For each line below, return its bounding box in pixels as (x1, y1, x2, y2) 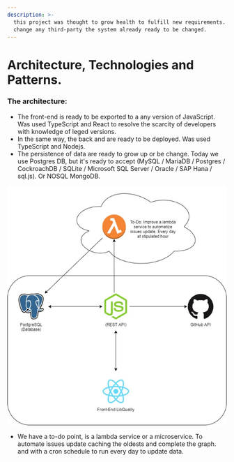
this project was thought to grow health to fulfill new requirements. (13, 18, 226, 26)
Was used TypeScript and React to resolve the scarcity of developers (17, 119, 217, 128)
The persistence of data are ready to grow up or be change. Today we (17, 149, 219, 158)
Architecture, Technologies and (7, 57, 194, 73)
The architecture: (7, 96, 68, 106)
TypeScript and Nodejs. (17, 142, 86, 150)
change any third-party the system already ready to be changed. (13, 26, 208, 33)
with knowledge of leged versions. (17, 127, 117, 135)
